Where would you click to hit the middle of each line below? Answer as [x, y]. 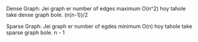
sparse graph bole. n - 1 [35, 33]
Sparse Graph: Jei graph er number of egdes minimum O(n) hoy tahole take [99, 26]
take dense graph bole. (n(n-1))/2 [47, 15]
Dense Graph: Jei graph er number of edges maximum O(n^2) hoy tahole [96, 9]
